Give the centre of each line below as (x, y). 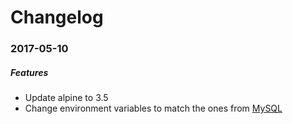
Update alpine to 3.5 (66, 98)
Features (29, 72)
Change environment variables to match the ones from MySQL (153, 108)
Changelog (57, 17)
